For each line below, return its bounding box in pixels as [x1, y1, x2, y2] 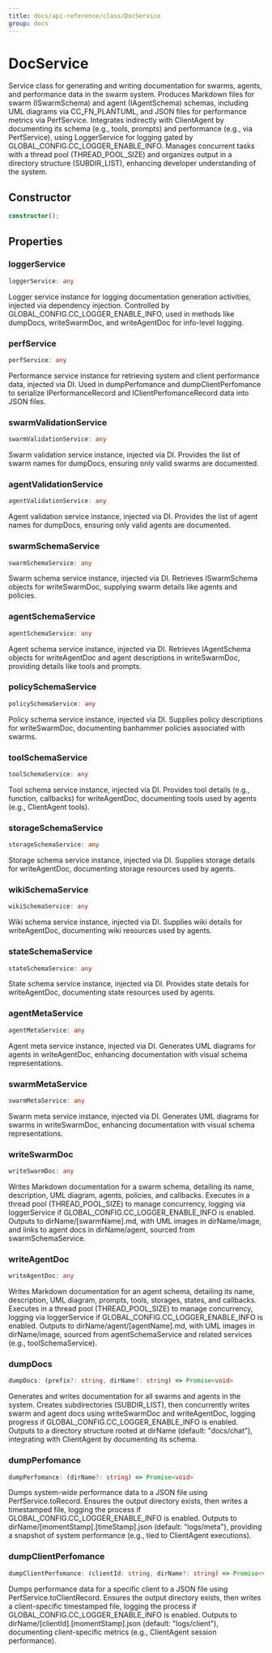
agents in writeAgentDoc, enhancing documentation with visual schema [8, 1050, 249, 1059]
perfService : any [8, 356, 67, 364]
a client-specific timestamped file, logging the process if [8, 1601, 197, 1611]
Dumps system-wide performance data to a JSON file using [8, 1488, 208, 1497]
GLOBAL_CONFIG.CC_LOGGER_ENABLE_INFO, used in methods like [8, 309, 235, 318]
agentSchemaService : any [8, 629, 92, 637]
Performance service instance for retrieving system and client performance [8, 370, 261, 381]
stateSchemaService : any [8, 965, 92, 973]
